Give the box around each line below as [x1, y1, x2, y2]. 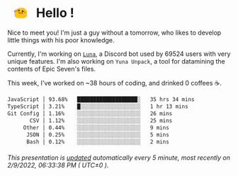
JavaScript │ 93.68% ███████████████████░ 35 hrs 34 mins [7, 96, 195, 103]
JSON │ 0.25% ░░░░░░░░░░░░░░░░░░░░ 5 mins [25, 131, 170, 139]
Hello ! [35, 5, 74, 21]
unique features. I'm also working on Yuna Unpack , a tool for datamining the [7, 57, 225, 66]
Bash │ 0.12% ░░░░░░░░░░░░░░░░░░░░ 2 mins [25, 139, 170, 146]
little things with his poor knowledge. [7, 36, 115, 45]
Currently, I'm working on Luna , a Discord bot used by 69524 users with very [7, 49, 231, 58]
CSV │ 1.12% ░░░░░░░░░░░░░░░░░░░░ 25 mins [29, 117, 173, 124]
